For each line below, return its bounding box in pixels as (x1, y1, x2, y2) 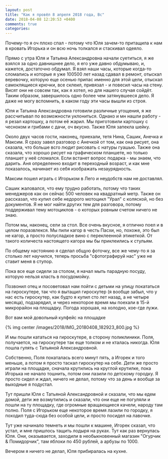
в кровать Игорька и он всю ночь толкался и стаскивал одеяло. (5, 45, 143, 51)
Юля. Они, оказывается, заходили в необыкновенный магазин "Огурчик (5, 433, 161, 439)
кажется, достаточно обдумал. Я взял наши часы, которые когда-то (5, 66, 152, 72)
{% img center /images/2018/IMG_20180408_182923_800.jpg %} (5, 324, 140, 330)
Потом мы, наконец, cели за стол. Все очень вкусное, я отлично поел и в (5, 222, 163, 228)
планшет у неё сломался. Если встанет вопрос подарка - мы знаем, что (5, 155, 161, 161)
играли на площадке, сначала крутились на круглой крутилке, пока (5, 365, 151, 371)
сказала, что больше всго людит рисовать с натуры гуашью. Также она (5, 144, 160, 150)
